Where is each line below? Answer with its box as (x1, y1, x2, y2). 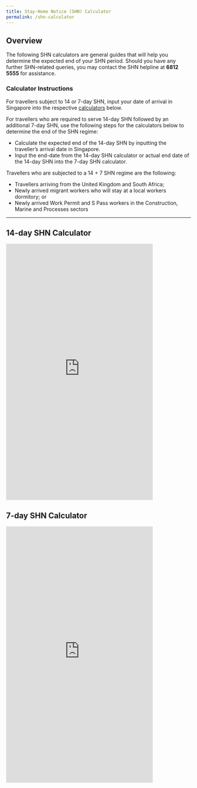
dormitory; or (14, 193, 47, 200)
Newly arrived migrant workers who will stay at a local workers (14, 187, 167, 194)
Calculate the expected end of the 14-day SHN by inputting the (14, 139, 167, 146)
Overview (6, 36, 43, 46)
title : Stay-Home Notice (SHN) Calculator (6, 8, 111, 15)
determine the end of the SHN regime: (6, 128, 98, 135)
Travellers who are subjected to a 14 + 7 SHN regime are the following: (6, 169, 176, 176)
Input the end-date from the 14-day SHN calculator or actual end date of (14, 152, 189, 159)
